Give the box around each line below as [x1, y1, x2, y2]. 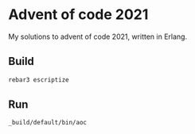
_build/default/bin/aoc [8, 119, 88, 127]
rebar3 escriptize [8, 75, 69, 84]
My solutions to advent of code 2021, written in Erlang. [8, 32, 188, 41]
